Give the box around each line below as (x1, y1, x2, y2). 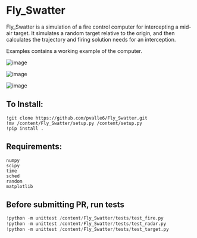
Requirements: (6, 142, 62, 152)
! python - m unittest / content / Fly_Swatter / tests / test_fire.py (6, 215, 164, 221)
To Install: (6, 99, 43, 109)
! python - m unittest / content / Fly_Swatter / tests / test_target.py (6, 227, 169, 233)
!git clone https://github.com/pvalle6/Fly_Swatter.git (6, 115, 148, 121)
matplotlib (6, 183, 33, 189)
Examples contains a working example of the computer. (6, 47, 143, 54)
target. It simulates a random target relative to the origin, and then (14, 29, 175, 36)
